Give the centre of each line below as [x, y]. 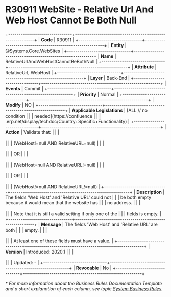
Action [13, 132]
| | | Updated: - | [22, 262]
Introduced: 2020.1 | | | [50, 252]
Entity [117, 45]
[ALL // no [137, 110]
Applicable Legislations [97, 110]
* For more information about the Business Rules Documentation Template [84, 283]
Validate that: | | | [42, 132]
